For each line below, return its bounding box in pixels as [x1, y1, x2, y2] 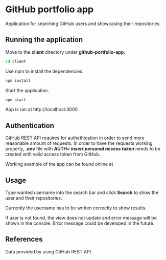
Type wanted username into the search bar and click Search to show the [5, 189, 159, 196]
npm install [5, 78, 31, 83]
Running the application [5, 35, 83, 44]
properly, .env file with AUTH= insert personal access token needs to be [5, 146, 161, 152]
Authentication [5, 121, 55, 130]
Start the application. [5, 87, 50, 93]
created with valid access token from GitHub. [5, 151, 101, 157]
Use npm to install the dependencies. [5, 68, 84, 74]
